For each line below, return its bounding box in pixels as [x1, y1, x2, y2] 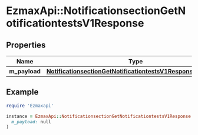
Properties [6, 40, 46, 50]
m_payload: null [11, 119, 51, 124]
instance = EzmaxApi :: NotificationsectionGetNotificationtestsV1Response [6, 113, 192, 119]
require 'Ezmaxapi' [6, 103, 54, 109]
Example [6, 87, 39, 97]
